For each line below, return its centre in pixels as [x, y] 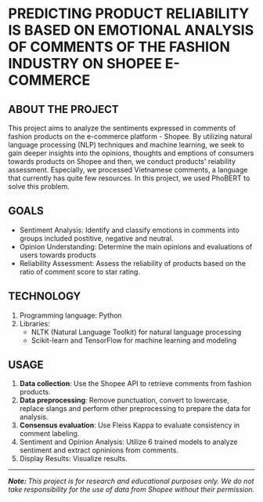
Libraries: [35, 323]
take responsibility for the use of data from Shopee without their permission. [131, 489]
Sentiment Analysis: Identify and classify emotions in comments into [130, 230]
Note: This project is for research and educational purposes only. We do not [131, 481]
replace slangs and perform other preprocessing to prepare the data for [135, 409]
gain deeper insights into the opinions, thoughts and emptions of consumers [131, 153]
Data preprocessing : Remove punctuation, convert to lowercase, [124, 400]
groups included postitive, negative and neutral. [96, 238]
